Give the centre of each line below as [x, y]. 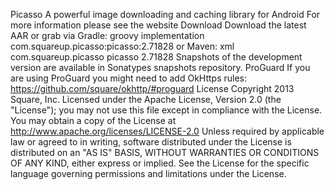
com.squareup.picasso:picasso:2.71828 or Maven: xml [122, 46]
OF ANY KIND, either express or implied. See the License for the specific [160, 163]
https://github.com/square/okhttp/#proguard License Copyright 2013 [152, 88]
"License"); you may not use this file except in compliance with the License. [166, 110]
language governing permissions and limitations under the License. [148, 173]
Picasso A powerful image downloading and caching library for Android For [165, 14]
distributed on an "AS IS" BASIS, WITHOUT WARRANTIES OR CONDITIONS [165, 152]
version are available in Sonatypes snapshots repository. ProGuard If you [160, 67]
